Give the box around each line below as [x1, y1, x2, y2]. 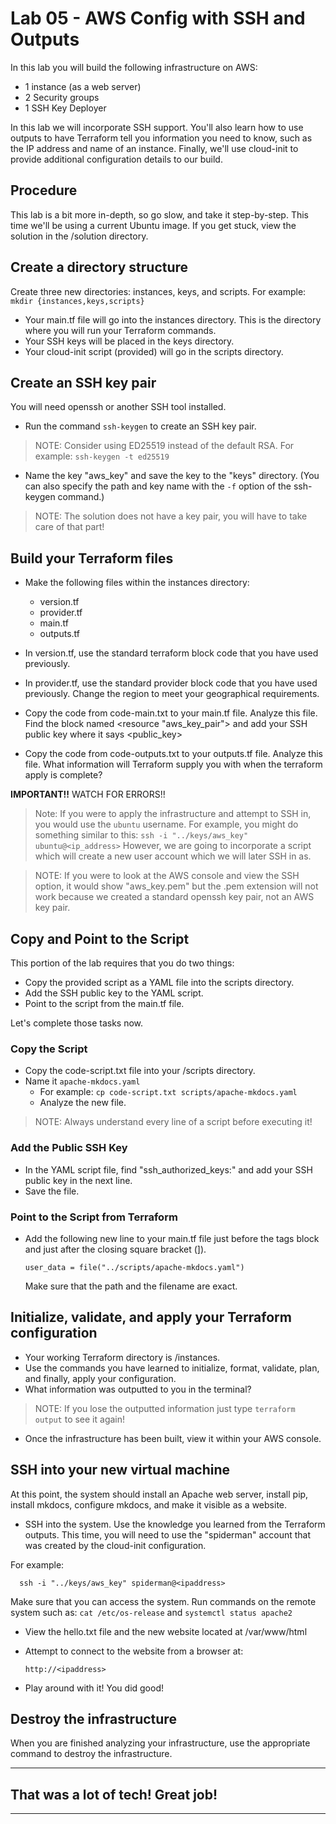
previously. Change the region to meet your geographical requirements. [24, 688, 320, 700]
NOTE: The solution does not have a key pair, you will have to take [34, 510, 308, 522]
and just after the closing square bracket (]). [24, 1243, 207, 1255]
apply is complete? [24, 769, 103, 781]
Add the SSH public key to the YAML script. [24, 987, 204, 999]
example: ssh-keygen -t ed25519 [34, 450, 170, 462]
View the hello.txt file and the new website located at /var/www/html [24, 1625, 308, 1637]
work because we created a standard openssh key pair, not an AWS [34, 891, 315, 903]
